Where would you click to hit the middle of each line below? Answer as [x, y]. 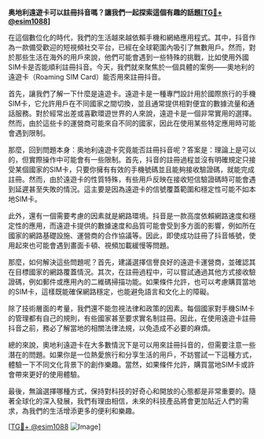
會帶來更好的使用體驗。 [46, 374]
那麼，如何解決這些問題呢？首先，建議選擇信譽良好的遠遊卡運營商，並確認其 [132, 262]
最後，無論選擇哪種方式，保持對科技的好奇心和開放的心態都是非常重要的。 [128, 391]
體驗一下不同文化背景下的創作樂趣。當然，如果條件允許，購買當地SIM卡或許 [132, 365]
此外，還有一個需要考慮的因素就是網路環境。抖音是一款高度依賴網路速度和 [128, 216]
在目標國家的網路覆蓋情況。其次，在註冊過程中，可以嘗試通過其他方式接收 [128, 272]
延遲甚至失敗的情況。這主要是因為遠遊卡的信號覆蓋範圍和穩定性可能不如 [132, 189]
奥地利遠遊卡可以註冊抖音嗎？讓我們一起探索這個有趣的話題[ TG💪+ [115, 12]
